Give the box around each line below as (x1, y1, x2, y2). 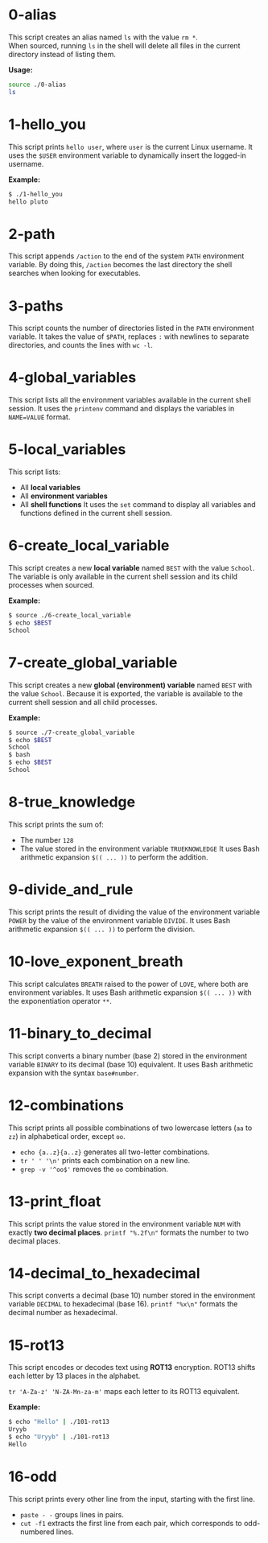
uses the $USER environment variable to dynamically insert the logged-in (8, 151, 247, 160)
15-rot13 (8, 1336, 64, 1354)
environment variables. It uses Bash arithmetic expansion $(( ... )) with (8, 988, 252, 997)
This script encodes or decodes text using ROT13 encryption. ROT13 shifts (8, 1363, 256, 1372)
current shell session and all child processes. (8, 697, 158, 707)
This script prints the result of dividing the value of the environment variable (8, 907, 260, 917)
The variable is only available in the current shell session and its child (8, 571, 238, 581)
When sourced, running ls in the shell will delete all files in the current (8, 40, 241, 50)
